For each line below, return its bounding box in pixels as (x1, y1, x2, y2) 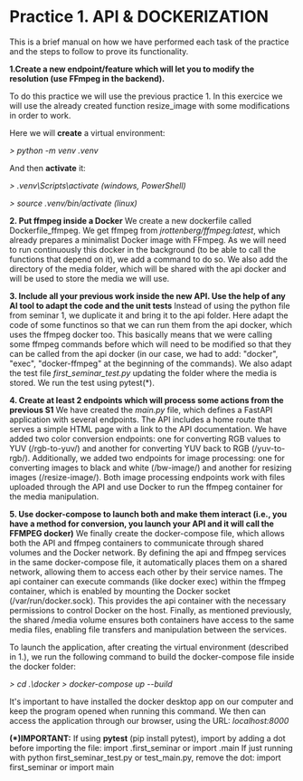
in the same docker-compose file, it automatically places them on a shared (9, 556, 288, 567)
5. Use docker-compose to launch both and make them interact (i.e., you (9, 508, 288, 519)
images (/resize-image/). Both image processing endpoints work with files (9, 471, 286, 482)
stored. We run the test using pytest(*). (9, 377, 156, 388)
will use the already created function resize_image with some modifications (9, 100, 290, 111)
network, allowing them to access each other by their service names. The (9, 566, 283, 577)
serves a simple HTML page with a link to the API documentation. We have (9, 423, 288, 434)
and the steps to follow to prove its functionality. (9, 45, 189, 56)
